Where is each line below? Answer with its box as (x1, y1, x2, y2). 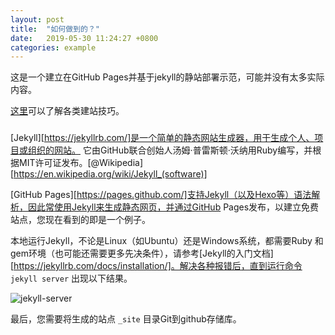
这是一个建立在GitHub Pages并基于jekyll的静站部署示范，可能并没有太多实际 (10, 71, 325, 83)
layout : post (10, 14, 65, 25)
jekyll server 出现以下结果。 (10, 272, 133, 285)
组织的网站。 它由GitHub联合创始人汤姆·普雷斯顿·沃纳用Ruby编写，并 (27, 144, 313, 156)
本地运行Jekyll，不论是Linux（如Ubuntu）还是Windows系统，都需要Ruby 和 (10, 235, 324, 247)
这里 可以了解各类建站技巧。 (10, 105, 125, 117)
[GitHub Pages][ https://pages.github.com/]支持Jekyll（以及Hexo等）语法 (10, 189, 312, 201)
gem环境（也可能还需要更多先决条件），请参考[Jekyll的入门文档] (10, 247, 274, 260)
